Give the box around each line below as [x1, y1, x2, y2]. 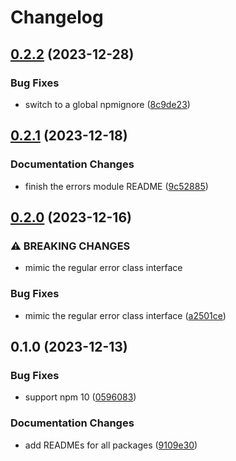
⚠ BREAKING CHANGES [10, 239, 131, 253]
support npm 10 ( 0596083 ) [24, 391, 137, 403]
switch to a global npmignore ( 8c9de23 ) [24, 98, 191, 110]
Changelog [10, 6, 104, 29]
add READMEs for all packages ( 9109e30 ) [24, 439, 198, 451]
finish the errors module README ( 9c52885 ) [24, 180, 209, 192]
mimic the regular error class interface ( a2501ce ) [24, 309, 227, 321]
